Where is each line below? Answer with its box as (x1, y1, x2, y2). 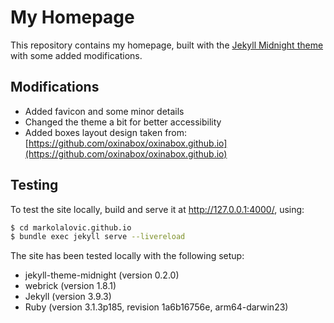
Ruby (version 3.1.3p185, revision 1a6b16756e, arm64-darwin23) (24, 301, 289, 313)
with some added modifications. (10, 49, 143, 61)
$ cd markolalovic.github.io (10, 222, 132, 233)
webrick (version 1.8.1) (24, 280, 117, 292)
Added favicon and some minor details (24, 105, 185, 117)
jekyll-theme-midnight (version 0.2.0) (24, 269, 180, 281)
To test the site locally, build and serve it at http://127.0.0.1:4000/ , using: (10, 203, 305, 215)
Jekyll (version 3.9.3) (24, 291, 112, 303)
